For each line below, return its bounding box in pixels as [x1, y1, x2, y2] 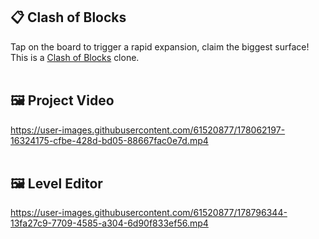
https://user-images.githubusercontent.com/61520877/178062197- [10, 124, 286, 136]
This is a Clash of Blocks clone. [10, 51, 140, 63]
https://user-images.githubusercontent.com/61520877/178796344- [10, 207, 288, 219]
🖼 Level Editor [10, 175, 103, 193]
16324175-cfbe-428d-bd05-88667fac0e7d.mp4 [10, 134, 209, 146]
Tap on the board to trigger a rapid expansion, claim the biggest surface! [10, 40, 310, 53]
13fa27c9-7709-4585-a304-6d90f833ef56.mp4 [10, 217, 209, 229]
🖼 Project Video [10, 92, 115, 109]
